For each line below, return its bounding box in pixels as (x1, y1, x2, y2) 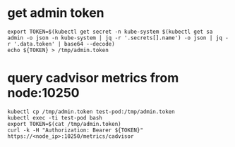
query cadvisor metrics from (7, 70, 179, 86)
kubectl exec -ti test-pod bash (7, 114, 102, 121)
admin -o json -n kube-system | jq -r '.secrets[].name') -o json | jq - (7, 34, 229, 41)
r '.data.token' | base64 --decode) (7, 40, 115, 47)
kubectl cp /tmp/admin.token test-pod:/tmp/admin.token (7, 108, 175, 115)
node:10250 (7, 85, 80, 101)
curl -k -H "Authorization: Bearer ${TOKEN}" (7, 127, 143, 134)
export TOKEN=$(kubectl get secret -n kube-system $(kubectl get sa (7, 28, 213, 35)
